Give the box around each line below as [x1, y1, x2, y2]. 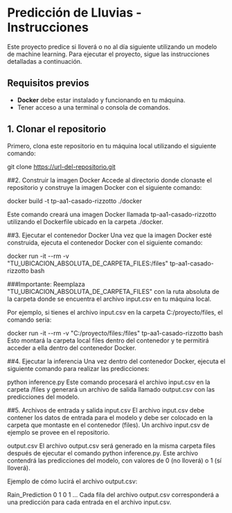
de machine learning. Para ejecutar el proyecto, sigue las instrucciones [7, 50, 210, 58]
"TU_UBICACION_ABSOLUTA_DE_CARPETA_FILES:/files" [7, 259, 168, 268]
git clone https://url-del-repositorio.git [7, 162, 116, 171]
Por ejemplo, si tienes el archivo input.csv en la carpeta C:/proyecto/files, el [7, 308, 223, 316]
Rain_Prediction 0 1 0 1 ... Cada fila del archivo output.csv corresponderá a [7, 490, 220, 498]
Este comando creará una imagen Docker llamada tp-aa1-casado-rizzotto [7, 210, 217, 218]
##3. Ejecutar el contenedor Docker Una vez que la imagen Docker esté [7, 231, 213, 239]
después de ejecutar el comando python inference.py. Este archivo [7, 449, 199, 457]
